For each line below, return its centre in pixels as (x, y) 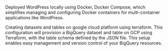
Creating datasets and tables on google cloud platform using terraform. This (84, 27)
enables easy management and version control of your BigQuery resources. (84, 43)
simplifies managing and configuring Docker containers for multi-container (82, 12)
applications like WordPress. (35, 18)
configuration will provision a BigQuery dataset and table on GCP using (79, 32)
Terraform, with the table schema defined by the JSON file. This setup (78, 38)
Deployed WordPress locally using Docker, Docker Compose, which (75, 7)
